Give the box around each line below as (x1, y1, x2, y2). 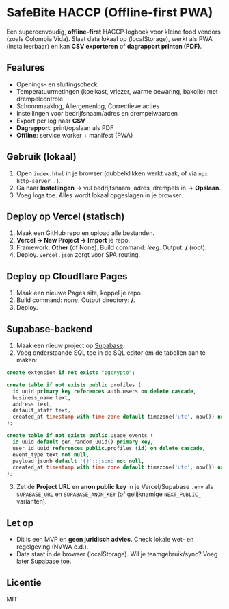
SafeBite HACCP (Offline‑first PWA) (6, 5, 213, 21)
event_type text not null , (12, 451, 90, 458)
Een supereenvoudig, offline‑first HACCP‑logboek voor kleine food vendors (6, 27, 221, 36)
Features (6, 62, 45, 73)
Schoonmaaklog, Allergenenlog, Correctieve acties (16, 101, 160, 110)
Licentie (6, 577, 42, 588)
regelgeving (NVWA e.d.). (16, 543, 89, 551)
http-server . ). (16, 176, 61, 184)
